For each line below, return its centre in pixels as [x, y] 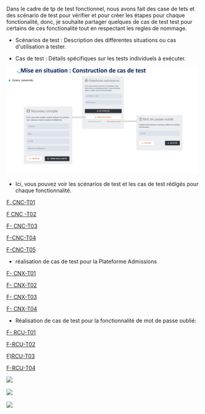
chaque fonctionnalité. [43, 190]
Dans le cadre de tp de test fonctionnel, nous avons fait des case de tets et [101, 9]
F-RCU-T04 [21, 368]
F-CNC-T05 [21, 249]
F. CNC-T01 [21, 202]
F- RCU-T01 [21, 332]
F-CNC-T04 [21, 238]
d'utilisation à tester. [41, 46]
